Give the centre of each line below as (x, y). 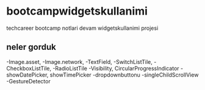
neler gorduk (31, 47)
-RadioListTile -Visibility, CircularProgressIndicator (116, 68)
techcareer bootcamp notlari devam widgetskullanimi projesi (82, 28)
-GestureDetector (28, 81)
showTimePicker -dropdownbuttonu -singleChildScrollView (124, 75)
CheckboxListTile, (29, 68)
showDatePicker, (27, 75)
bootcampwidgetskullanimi (77, 11)
